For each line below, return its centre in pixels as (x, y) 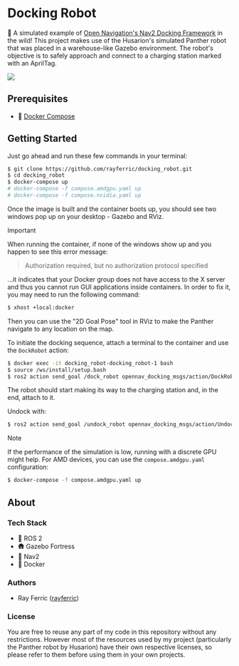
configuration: (28, 467)
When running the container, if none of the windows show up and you (110, 244)
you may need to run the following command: (74, 294)
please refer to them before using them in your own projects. (96, 655)
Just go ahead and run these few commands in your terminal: (97, 155)
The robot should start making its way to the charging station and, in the (113, 390)
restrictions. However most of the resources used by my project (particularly (119, 640)
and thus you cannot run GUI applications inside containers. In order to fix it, (119, 287)
